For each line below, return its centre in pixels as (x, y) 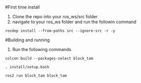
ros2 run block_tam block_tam (36, 76)
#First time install (23, 7)
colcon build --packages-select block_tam (49, 58)
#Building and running (28, 40)
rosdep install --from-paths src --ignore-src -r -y (60, 31)
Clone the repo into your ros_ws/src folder (55, 16)
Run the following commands (42, 49)
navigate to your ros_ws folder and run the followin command (74, 22)
